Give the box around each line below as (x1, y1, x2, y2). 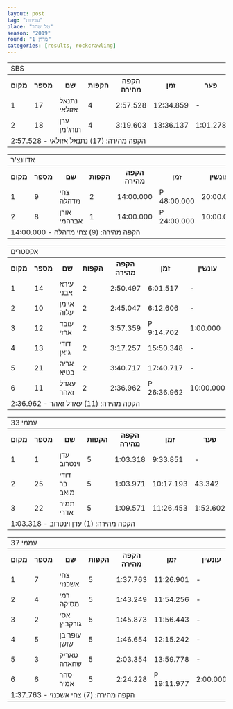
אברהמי (59, 216, 83, 225)
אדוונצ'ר (10, 155, 35, 164)
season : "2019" (7, 29, 51, 37)
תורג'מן (59, 125, 82, 134)
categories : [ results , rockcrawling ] (7, 42, 116, 49)
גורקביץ (59, 619, 82, 629)
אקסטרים (10, 247, 39, 256)
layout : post (7, 10, 45, 17)
